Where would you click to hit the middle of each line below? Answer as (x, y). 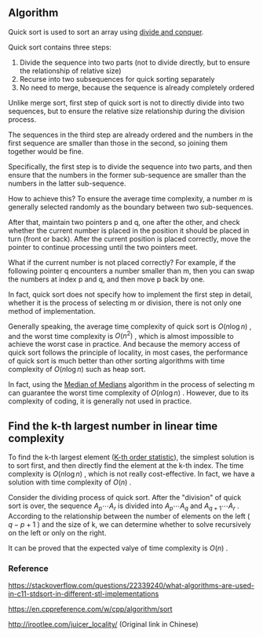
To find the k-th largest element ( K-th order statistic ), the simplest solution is (131, 457)
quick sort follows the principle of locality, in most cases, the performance (128, 352)
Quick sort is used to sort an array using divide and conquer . (106, 31)
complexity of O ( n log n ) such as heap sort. (77, 370)
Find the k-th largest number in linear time (113, 426)
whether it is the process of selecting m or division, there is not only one (125, 303)
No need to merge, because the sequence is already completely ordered (137, 87)
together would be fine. (46, 151)
